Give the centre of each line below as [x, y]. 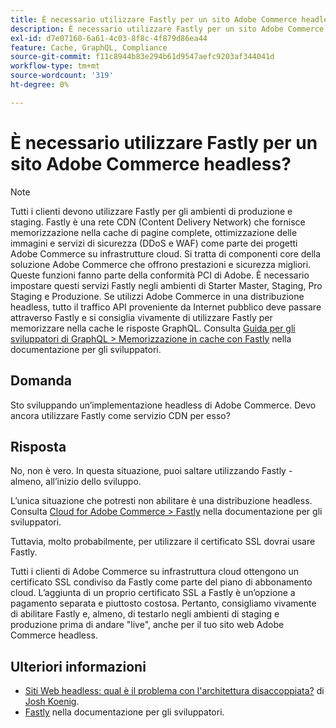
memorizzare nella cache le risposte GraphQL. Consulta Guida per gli [153, 328]
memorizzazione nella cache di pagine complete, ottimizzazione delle [154, 232]
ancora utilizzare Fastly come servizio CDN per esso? [120, 415]
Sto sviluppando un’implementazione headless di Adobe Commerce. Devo [163, 405]
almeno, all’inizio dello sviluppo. [76, 482]
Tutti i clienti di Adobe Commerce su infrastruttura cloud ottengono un [155, 572]
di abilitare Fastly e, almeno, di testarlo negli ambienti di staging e [145, 614]
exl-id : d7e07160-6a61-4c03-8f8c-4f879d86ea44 [109, 38]
